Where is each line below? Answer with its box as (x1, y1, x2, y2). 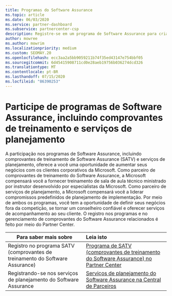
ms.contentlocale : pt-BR (5, 70, 58, 75)
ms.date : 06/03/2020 (5, 17, 50, 22)
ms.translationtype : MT (5, 65, 56, 70)
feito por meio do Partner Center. (5, 221, 75, 227)
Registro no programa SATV (8, 242, 75, 249)
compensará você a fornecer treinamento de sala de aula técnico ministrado (5, 178, 166, 184)
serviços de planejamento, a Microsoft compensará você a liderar (5, 188, 144, 195)
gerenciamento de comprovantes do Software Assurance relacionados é (5, 216, 159, 222)
